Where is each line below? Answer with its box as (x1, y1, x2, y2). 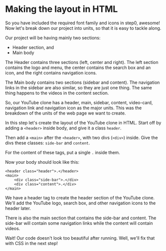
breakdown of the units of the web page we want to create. (5, 110, 126, 116)
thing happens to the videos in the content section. (5, 90, 109, 96)
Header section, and (12, 44, 55, 50)
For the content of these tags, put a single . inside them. (5, 149, 120, 155)
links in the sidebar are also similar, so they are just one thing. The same (5, 84, 152, 90)
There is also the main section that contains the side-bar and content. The (5, 215, 157, 221)
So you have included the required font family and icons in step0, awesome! (5, 20, 160, 26)
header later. (5, 205, 31, 211)
